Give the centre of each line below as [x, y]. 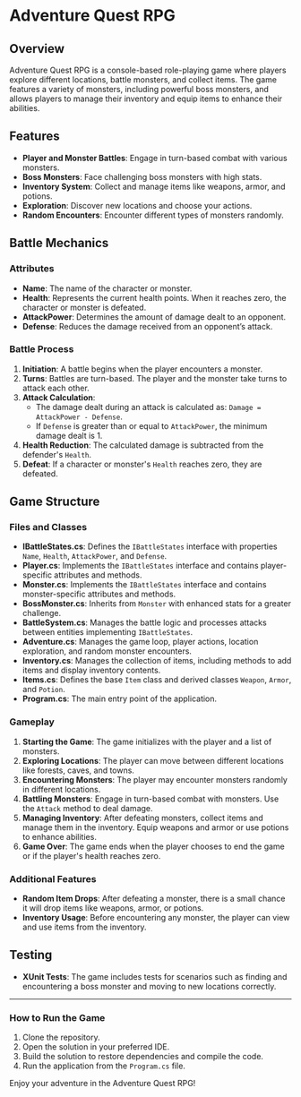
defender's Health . [57, 454]
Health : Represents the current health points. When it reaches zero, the [154, 297]
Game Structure [55, 502]
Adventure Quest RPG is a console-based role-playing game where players [148, 70]
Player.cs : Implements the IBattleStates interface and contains [140, 566]
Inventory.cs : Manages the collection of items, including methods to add [157, 661]
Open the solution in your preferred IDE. [96, 1047]
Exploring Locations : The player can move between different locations [153, 760]
